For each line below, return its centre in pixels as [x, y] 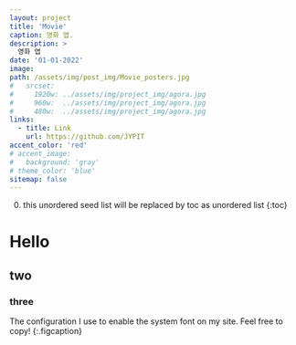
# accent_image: [40, 153]
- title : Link [44, 129]
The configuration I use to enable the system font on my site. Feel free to [146, 321]
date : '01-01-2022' [47, 60]
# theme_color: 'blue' [53, 171]
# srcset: [32, 86]
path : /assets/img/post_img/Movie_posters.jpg [100, 78]
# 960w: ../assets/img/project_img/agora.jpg [108, 103]
